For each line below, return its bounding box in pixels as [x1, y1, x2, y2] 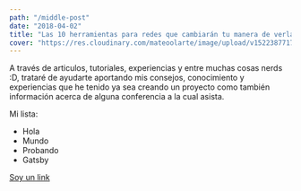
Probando [21, 145, 59, 156]
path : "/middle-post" [9, 13, 90, 22]
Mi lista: [9, 109, 39, 119]
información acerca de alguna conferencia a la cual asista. [9, 91, 225, 102]
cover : [9, 38, 34, 48]
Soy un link [9, 172, 51, 183]
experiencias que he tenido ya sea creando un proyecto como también [9, 82, 271, 92]
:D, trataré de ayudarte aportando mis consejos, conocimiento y [9, 73, 245, 83]
